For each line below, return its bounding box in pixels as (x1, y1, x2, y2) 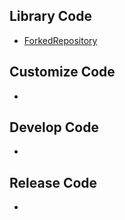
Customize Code (9, 64, 116, 81)
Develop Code (9, 119, 99, 136)
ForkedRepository (23, 34, 98, 46)
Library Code (9, 8, 92, 25)
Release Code (9, 174, 98, 191)
